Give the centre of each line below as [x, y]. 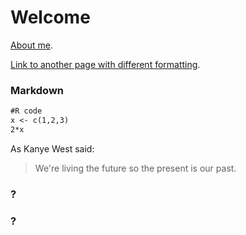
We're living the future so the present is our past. [135, 168]
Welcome [50, 17]
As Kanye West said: [52, 148]
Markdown [37, 90]
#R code [26, 111]
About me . [31, 45]
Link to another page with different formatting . [105, 64]
